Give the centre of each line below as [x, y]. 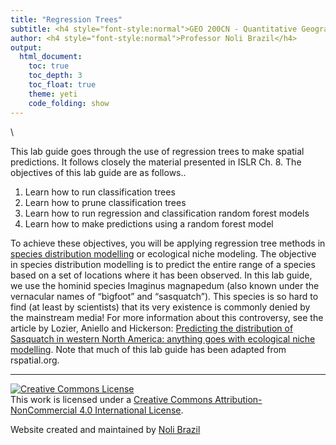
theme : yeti [53, 94]
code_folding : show [69, 103]
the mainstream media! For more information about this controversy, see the [167, 317]
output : [26, 47]
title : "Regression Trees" [66, 19]
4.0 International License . [131, 410]
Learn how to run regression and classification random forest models [167, 213]
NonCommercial [44, 410]
